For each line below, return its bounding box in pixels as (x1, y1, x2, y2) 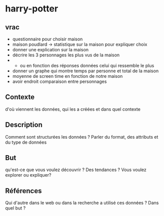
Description (5, 121, 42, 129)
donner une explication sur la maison (12, 47, 89, 52)
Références (5, 187, 42, 195)
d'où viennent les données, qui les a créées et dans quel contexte (5, 106, 141, 112)
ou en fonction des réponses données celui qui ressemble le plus (19, 63, 154, 68)
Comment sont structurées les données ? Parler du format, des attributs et (5, 134, 158, 140)
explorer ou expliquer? (5, 172, 51, 178)
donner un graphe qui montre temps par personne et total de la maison (12, 68, 159, 74)
